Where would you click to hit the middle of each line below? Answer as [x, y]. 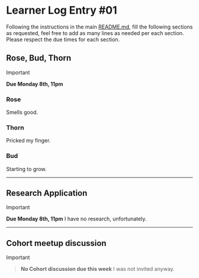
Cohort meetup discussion [56, 243]
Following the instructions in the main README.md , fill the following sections [99, 27]
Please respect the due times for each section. [63, 39]
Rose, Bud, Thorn [39, 58]
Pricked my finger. [28, 141]
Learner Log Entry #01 [62, 10]
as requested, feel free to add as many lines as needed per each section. [95, 33]
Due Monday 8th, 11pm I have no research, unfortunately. [76, 219]
